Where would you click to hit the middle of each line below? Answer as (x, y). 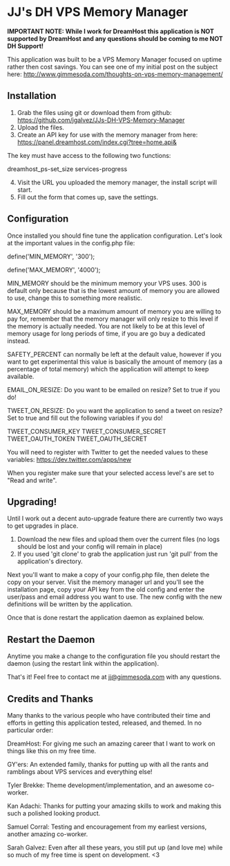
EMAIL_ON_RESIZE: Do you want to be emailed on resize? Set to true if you (114, 389)
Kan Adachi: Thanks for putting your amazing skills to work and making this (114, 806)
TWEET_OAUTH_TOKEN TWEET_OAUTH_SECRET (77, 439)
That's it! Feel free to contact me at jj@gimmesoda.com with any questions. (114, 677)
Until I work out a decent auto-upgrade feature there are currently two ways (115, 519)
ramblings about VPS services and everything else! (80, 772)
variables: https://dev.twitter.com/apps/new (69, 459)
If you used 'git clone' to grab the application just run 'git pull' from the (117, 554)
